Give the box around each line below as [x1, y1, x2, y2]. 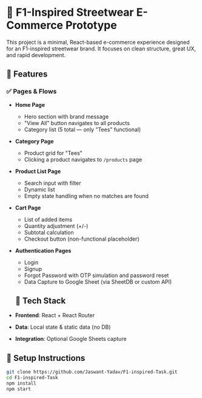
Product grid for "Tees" [24, 149, 83, 157]
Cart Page [15, 204, 41, 211]
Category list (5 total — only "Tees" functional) [24, 126, 141, 133]
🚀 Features [6, 69, 48, 80]
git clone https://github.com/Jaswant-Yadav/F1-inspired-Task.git [6, 369, 178, 376]
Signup [24, 265, 42, 272]
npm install [6, 380, 36, 386]
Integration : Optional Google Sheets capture [15, 335, 127, 343]
